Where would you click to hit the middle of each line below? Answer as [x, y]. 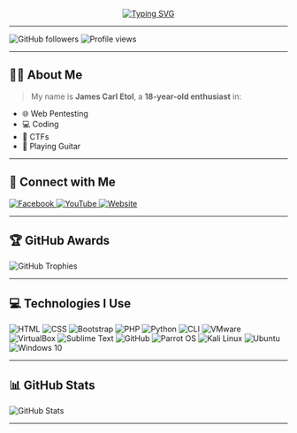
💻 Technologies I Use [70, 304]
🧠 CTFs [35, 136]
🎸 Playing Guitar [51, 146]
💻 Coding [40, 124]
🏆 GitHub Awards [60, 241]
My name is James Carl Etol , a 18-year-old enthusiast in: [136, 96]
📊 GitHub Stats [52, 385]
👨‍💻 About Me [46, 75]
